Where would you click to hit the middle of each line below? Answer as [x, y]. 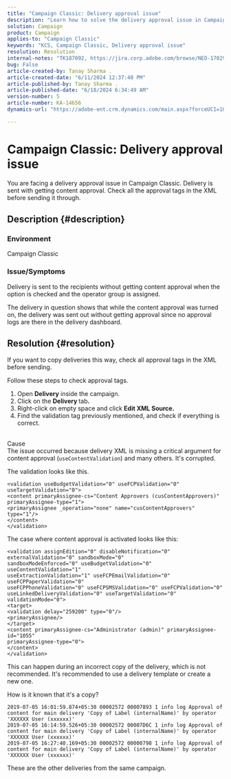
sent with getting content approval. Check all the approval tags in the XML [112, 190]
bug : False [23, 65]
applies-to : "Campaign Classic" [53, 39]
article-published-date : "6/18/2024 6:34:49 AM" [78, 90]
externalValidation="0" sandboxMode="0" [66, 558]
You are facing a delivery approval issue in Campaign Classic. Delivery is [110, 183]
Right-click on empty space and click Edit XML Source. [96, 408]
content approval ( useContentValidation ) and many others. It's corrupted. [111, 459]
